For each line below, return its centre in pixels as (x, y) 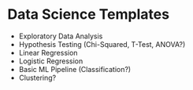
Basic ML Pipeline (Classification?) (75, 69)
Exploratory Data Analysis (61, 36)
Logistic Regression (51, 61)
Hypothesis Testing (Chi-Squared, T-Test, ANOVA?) (102, 44)
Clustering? (37, 77)
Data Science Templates (89, 14)
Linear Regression (48, 52)
